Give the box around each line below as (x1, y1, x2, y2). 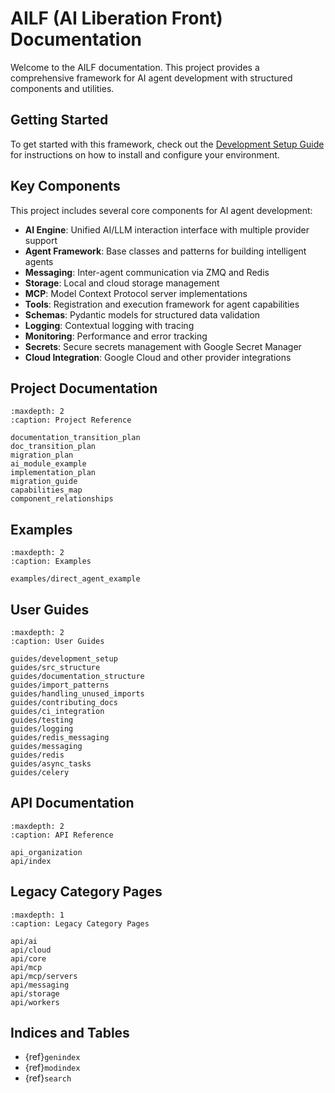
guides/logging (10, 724, 74, 734)
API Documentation (10, 795, 135, 812)
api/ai (10, 936, 38, 946)
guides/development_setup (10, 654, 118, 664)
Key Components (10, 178, 121, 195)
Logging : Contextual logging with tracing (24, 319, 195, 331)
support (24, 234, 58, 246)
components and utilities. (10, 82, 115, 94)
